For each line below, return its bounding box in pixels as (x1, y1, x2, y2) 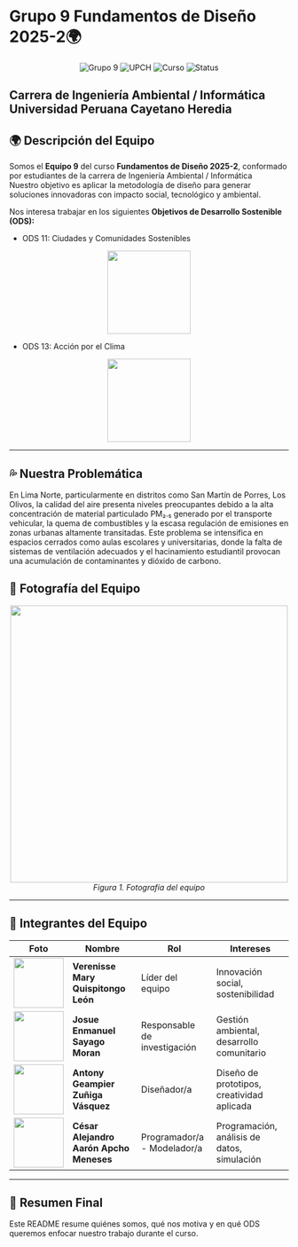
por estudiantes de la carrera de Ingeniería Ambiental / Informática (9, 170, 253, 181)
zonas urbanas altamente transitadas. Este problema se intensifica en (9, 527, 263, 537)
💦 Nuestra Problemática (9, 466, 144, 481)
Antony (72, 1066, 105, 1078)
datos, (216, 1141, 242, 1154)
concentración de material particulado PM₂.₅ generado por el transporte (9, 508, 272, 519)
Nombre (84, 942, 121, 954)
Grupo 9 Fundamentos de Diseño (9, 6, 257, 27)
